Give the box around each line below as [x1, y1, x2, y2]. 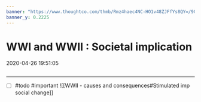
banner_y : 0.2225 [6, 14, 50, 20]
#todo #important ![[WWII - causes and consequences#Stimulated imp [14, 82, 190, 89]
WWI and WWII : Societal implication [6, 40, 193, 54]
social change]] [14, 89, 54, 96]
